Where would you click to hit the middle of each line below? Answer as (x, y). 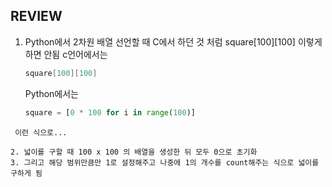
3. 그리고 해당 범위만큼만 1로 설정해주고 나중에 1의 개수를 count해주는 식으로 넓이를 (165, 162)
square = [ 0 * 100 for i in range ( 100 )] (110, 112)
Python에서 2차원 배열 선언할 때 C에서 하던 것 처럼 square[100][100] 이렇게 (173, 41)
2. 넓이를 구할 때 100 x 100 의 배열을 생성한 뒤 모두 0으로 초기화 (134, 152)
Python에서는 (51, 93)
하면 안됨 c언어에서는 (66, 54)
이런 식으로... (41, 132)
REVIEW (36, 16)
